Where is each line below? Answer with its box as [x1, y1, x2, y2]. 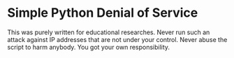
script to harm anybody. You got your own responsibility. [7, 43, 170, 51]
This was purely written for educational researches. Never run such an [7, 28, 210, 36]
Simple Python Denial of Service [7, 5, 198, 21]
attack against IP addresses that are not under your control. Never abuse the [7, 35, 228, 43]
